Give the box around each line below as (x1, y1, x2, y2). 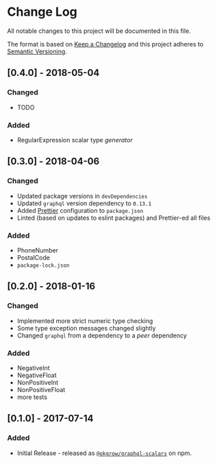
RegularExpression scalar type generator (16, 136, 133, 144)
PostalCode (16, 253, 50, 261)
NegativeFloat (16, 371, 57, 379)
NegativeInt (16, 363, 50, 372)
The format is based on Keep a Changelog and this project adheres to (7, 40, 204, 48)
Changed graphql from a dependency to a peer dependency (16, 331, 187, 339)
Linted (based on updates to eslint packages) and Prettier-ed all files (16, 214, 211, 222)
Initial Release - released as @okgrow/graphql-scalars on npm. (16, 449, 192, 457)
